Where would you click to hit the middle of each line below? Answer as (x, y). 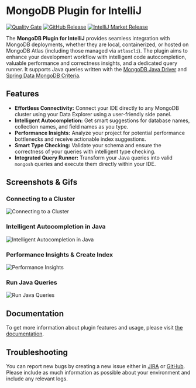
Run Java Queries (32, 282)
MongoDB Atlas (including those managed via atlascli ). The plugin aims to (97, 50)
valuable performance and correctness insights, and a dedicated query (92, 63)
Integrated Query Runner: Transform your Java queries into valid (93, 157)
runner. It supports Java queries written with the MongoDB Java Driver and (97, 69)
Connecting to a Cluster (40, 199)
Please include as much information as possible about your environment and (98, 372)
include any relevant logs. (37, 379)
